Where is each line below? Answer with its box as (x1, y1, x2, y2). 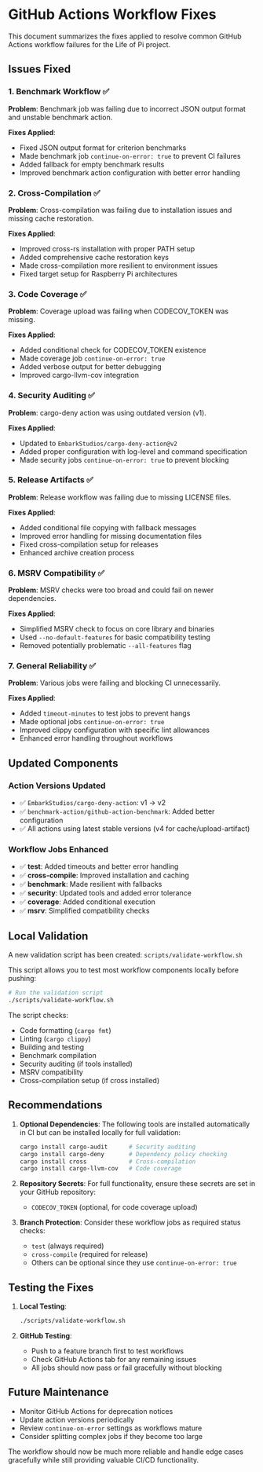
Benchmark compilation (19, 1050, 97, 1060)
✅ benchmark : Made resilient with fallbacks (19, 880, 163, 889)
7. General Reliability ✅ (8, 661, 97, 672)
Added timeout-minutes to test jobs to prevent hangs (19, 709, 191, 718)
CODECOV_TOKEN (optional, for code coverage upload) (31, 1203, 198, 1212)
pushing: (8, 974, 37, 983)
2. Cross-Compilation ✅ (8, 187, 100, 198)
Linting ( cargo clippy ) (19, 1034, 92, 1043)
